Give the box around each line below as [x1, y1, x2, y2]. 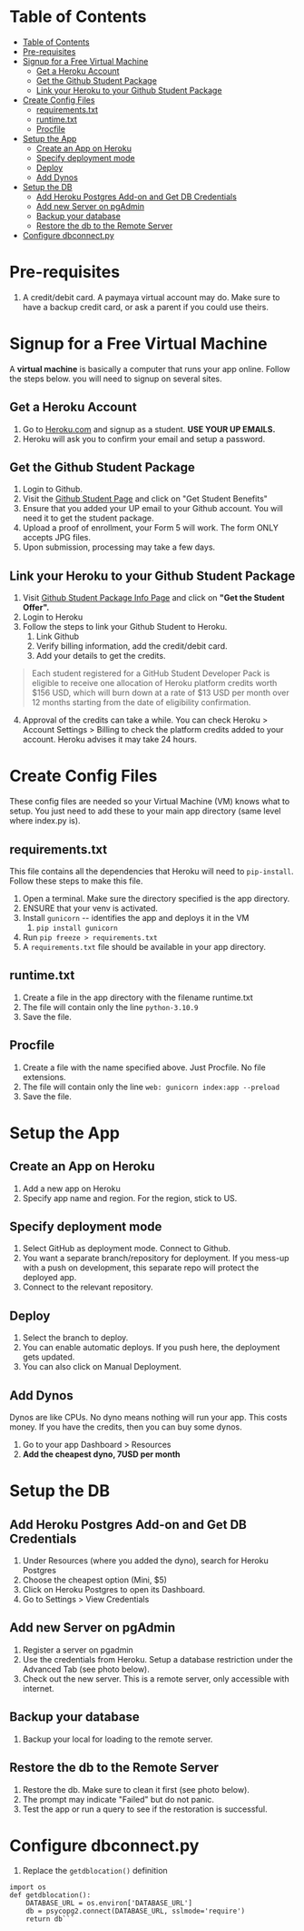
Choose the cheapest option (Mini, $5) [22, 1574, 168, 1585]
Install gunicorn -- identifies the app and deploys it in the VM [22, 913, 250, 923]
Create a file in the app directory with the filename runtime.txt [22, 992, 253, 1003]
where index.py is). [9, 815, 81, 826]
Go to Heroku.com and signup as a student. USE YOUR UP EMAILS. [22, 423, 276, 434]
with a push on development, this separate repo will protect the [22, 1262, 260, 1273]
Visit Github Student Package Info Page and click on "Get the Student [22, 592, 285, 603]
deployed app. [22, 1272, 77, 1283]
